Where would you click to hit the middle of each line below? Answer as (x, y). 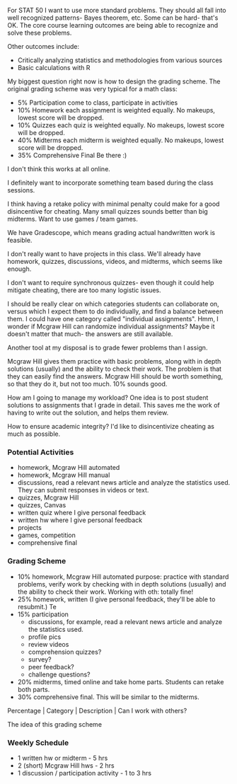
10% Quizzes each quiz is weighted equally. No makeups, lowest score (121, 125)
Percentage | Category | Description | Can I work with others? (97, 710)
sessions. (21, 190)
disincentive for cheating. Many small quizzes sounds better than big (108, 211)
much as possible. (34, 434)
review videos (48, 644)
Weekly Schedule (38, 742)
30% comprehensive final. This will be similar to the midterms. (108, 697)
